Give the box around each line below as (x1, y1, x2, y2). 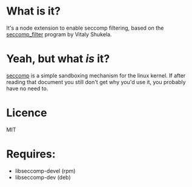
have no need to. (6, 85, 48, 92)
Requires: (6, 147, 56, 161)
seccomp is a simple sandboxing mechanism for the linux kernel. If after (6, 71, 186, 79)
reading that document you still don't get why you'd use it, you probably (6, 78, 186, 85)
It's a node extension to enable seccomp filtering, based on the (6, 24, 164, 31)
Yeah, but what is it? (6, 52, 110, 66)
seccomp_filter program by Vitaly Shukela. (6, 30, 112, 38)
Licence (6, 106, 47, 120)
